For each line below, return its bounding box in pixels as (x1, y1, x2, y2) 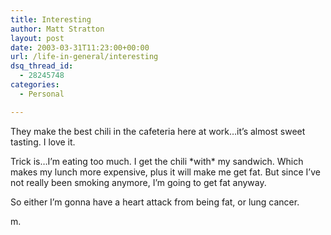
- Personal (19, 89, 65, 99)
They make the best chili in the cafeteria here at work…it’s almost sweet (10, 125, 306, 137)
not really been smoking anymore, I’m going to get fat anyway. (10, 176, 267, 188)
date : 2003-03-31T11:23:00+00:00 (10, 42, 150, 53)
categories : (10, 80, 60, 90)
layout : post (10, 33, 65, 43)
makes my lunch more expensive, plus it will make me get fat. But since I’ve (10, 166, 321, 178)
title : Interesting (10, 14, 92, 25)
